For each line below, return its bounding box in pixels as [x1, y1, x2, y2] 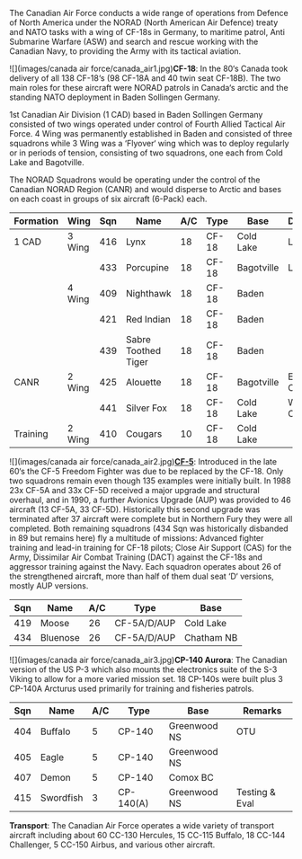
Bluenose [40, 632, 81, 643]
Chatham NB [183, 632, 238, 643]
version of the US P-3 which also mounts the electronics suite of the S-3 [9, 664, 278, 675]
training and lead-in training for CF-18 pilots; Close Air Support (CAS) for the [9, 543, 292, 553]
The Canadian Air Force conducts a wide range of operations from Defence [9, 8, 289, 18]
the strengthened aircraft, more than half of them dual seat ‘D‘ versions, [9, 571, 274, 581]
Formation [13, 215, 59, 227]
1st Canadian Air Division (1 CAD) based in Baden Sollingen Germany [9, 110, 263, 120]
